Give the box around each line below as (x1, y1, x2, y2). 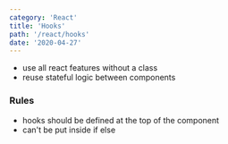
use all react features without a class (21, 63, 158, 73)
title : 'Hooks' (9, 21, 66, 30)
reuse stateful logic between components (21, 72, 176, 83)
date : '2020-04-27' (9, 38, 82, 47)
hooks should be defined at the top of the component (21, 114, 220, 125)
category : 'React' (9, 13, 78, 22)
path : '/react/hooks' (9, 30, 90, 38)
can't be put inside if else (21, 124, 116, 135)
